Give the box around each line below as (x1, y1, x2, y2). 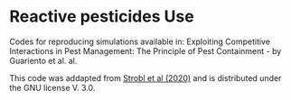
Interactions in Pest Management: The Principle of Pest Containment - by (9, 45, 282, 56)
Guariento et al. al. (9, 55, 78, 66)
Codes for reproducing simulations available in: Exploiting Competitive (9, 36, 271, 47)
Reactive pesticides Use (9, 6, 194, 27)
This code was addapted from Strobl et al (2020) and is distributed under (9, 72, 282, 83)
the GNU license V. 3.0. (9, 82, 96, 93)
